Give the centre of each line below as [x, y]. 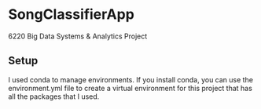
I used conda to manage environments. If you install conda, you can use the [131, 79]
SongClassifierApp [72, 15]
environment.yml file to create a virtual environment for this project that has [130, 88]
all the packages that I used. [54, 96]
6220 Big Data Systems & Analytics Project [78, 36]
